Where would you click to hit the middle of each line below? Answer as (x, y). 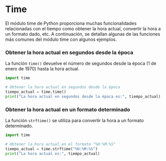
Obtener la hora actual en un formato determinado (68, 110)
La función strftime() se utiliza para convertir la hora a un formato (75, 121)
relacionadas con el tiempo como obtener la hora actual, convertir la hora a (83, 28)
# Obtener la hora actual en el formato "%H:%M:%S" (60, 144)
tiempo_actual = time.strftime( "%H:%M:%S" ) (52, 149)
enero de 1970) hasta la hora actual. (42, 69)
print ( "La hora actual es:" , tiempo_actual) (53, 153)
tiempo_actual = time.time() (36, 92)
